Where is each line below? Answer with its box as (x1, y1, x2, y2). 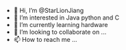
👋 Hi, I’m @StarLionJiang (13, 7, 84, 14)
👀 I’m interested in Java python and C (13, 14, 120, 22)
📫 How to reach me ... (13, 36, 77, 43)
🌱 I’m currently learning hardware (13, 21, 108, 28)
